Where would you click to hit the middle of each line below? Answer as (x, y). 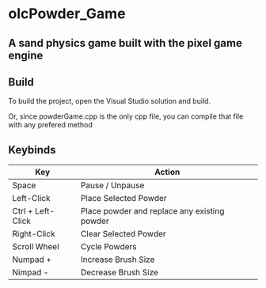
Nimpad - (30, 272)
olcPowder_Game (67, 14)
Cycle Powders (108, 247)
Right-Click (34, 234)
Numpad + (32, 260)
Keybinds (32, 150)
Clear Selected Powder (123, 234)
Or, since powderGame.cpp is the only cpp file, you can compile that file (126, 116)
